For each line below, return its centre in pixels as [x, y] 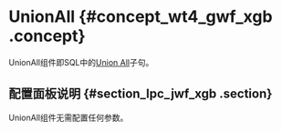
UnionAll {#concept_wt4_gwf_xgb [141, 17]
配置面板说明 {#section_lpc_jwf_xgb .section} [141, 94]
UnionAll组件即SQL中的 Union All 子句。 [81, 62]
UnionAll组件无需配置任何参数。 [68, 117]
